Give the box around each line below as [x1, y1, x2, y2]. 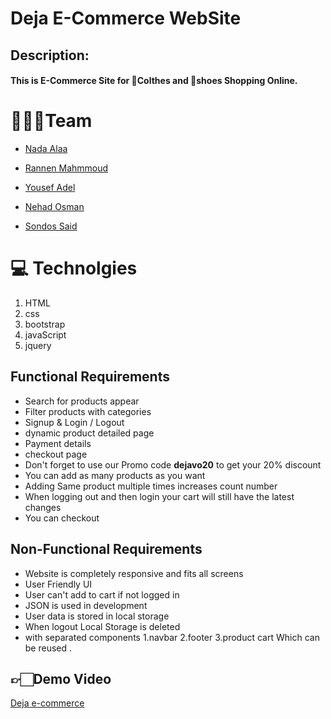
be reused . [24, 642, 73, 654]
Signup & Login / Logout [24, 416, 125, 428]
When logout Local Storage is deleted [24, 620, 181, 632]
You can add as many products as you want [24, 469, 206, 481]
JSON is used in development [24, 599, 148, 611]
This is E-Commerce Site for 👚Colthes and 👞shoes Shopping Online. [10, 75, 298, 87]
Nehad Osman [24, 201, 85, 213]
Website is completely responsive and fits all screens [24, 567, 244, 579]
